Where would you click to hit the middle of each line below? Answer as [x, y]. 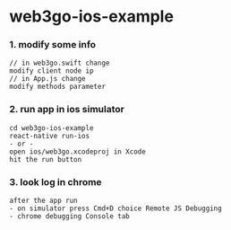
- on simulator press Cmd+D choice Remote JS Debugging [115, 208]
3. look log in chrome [56, 181]
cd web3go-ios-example [51, 128]
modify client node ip [51, 71]
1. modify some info [53, 45]
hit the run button [46, 159]
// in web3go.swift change [60, 63]
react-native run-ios [50, 136]
